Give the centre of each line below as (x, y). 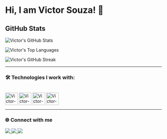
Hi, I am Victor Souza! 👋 (54, 10)
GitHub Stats (25, 29)
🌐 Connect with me (29, 120)
